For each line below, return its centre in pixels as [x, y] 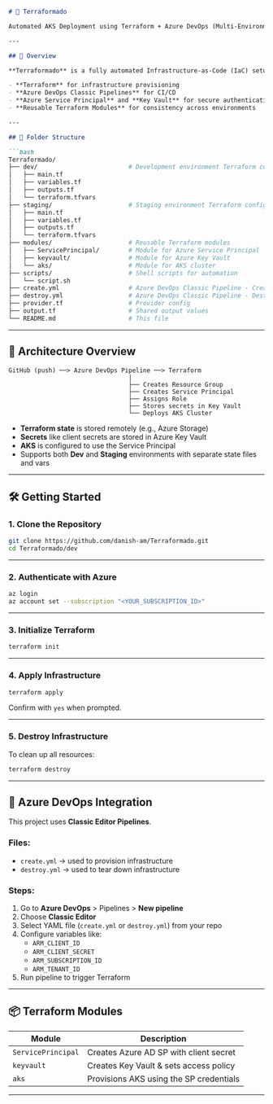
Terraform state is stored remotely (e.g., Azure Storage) [114, 428]
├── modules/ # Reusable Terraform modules [119, 243]
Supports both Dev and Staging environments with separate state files [139, 454]
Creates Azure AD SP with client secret [161, 1052]
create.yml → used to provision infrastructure [96, 861]
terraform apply [36, 692]
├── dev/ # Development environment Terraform [132, 167]
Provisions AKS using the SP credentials [163, 1079]
